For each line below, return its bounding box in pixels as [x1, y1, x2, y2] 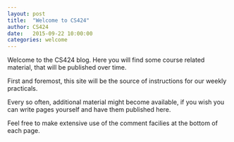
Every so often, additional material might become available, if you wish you [7, 98, 225, 106]
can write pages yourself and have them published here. [7, 105, 171, 114]
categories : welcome [7, 37, 68, 44]
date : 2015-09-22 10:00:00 [7, 30, 93, 37]
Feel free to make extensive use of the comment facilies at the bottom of [7, 119, 218, 127]
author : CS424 [7, 23, 49, 30]
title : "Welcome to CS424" [7, 17, 90, 24]
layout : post [7, 10, 46, 18]
